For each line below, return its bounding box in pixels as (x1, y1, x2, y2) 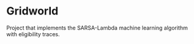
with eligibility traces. (6, 30, 60, 37)
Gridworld (6, 4, 59, 18)
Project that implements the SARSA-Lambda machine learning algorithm (6, 24, 188, 31)
